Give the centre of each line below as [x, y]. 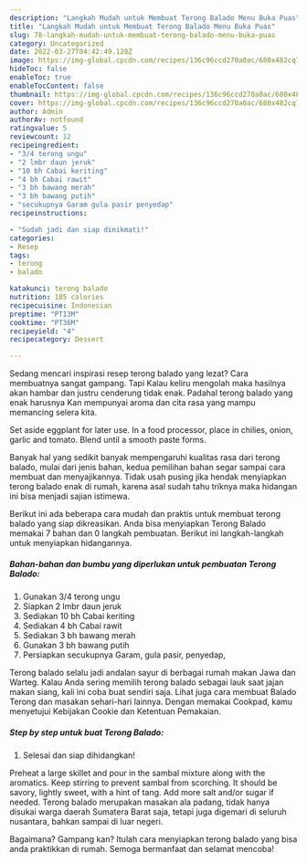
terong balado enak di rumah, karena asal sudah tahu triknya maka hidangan [153, 487]
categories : [32, 238]
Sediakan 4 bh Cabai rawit [72, 626]
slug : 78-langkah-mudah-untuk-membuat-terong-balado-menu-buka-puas [143, 35]
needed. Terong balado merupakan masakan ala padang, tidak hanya [140, 802]
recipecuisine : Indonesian [61, 305]
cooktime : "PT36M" [44, 322]
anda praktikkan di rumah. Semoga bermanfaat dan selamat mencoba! [142, 849]
